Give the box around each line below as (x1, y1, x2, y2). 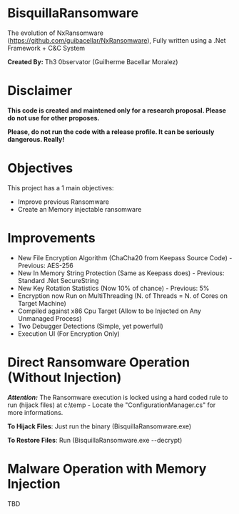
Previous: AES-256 (17, 261, 73, 269)
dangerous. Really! (7, 135, 65, 143)
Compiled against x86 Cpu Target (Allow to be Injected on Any (17, 307, 202, 315)
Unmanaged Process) (17, 314, 82, 322)
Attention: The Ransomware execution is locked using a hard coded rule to (7, 393, 228, 401)
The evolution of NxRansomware (7, 29, 103, 37)
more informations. (7, 408, 63, 416)
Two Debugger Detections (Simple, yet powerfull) (17, 322, 164, 330)
